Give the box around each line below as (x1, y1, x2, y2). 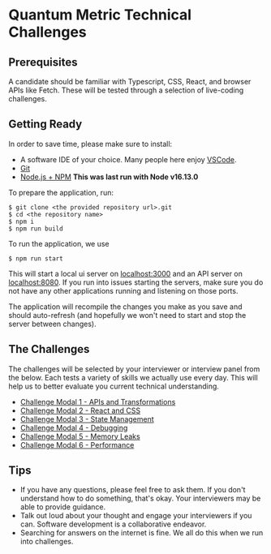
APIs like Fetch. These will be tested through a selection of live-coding (8, 85, 244, 95)
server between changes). (8, 319, 97, 329)
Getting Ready (8, 118, 83, 131)
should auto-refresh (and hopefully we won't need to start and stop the (8, 310, 247, 320)
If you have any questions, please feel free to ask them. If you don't (19, 485, 246, 495)
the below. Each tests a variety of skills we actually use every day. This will (8, 372, 258, 382)
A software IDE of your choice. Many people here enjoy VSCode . (19, 154, 237, 164)
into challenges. (19, 537, 74, 547)
